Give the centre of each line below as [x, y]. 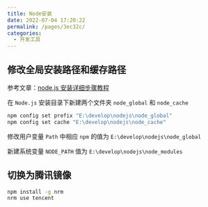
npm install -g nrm [35, 192]
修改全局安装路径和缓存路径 [67, 69]
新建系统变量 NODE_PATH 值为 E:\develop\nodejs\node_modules [95, 151]
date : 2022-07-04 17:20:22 [46, 20]
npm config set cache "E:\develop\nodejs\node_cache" [87, 122]
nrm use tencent [31, 198]
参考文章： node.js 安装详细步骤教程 [58, 87]
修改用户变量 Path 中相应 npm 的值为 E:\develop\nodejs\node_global [104, 136]
